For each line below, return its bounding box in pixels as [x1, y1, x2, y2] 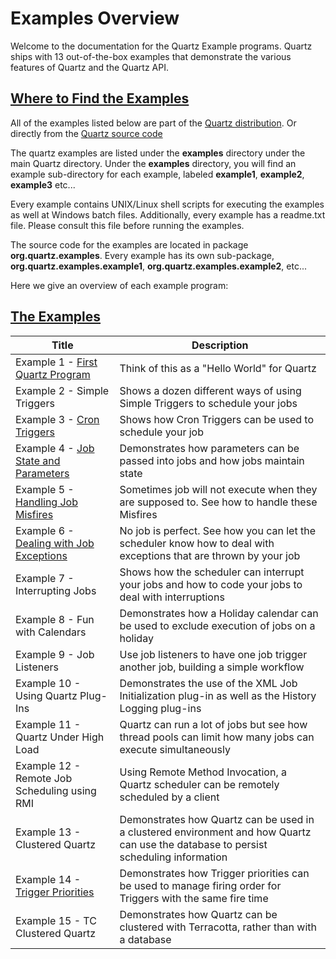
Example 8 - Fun [15, 612, 95, 626]
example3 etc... [10, 178, 76, 191]
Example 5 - [15, 482, 75, 496]
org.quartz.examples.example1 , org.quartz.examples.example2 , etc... [10, 260, 308, 272]
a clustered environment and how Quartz [119, 825, 312, 839]
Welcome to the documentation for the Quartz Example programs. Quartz [10, 40, 313, 52]
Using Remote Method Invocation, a [119, 765, 287, 779]
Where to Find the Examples [10, 90, 190, 107]
